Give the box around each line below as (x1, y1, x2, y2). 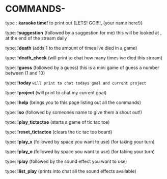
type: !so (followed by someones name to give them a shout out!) (5, 109, 143, 115)
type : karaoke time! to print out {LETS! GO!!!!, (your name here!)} (5, 20, 143, 26)
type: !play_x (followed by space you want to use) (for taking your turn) (5, 138, 155, 145)
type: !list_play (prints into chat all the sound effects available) (5, 168, 136, 174)
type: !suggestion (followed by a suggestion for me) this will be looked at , (5, 29, 162, 35)
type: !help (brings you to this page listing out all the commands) (5, 99, 142, 105)
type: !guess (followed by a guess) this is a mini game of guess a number (5, 64, 159, 70)
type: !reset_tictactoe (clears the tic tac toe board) (5, 129, 113, 135)
